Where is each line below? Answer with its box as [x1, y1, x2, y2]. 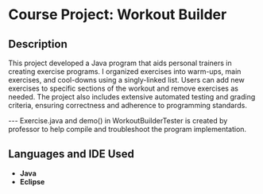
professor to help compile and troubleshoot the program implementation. [8, 125, 247, 134]
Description [8, 37, 68, 51]
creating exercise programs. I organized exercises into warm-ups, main [8, 67, 242, 76]
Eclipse [19, 177, 45, 186]
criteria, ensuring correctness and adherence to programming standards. [8, 101, 248, 110]
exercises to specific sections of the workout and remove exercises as [8, 83, 238, 93]
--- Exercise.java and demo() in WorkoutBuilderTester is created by [8, 116, 228, 125]
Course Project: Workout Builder [8, 6, 227, 24]
